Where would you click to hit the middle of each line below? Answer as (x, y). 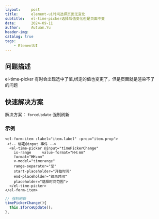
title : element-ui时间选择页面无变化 (45, 14)
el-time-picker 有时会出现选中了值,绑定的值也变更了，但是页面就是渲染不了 (80, 79)
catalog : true (19, 37)
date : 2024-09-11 (29, 23)
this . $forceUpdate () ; (31, 208)
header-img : (17, 32)
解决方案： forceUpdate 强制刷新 (37, 115)
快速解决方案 (24, 102)
